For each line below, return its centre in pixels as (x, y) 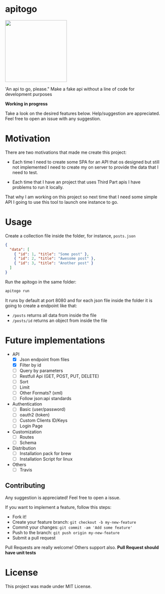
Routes (27, 437)
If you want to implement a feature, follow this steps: (58, 507)
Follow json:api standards (45, 399)
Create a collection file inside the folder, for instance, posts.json (70, 235)
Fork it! (19, 517)
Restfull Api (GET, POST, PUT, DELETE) (59, 376)
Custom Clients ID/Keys (44, 420)
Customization (27, 432)
